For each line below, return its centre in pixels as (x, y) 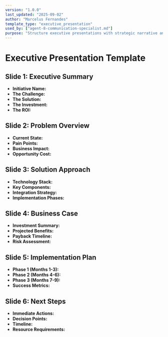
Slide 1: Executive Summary (49, 77)
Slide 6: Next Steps (35, 301)
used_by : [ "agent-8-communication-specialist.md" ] (59, 29)
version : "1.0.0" (23, 10)
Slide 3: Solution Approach (48, 170)
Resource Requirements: (39, 329)
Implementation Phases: (38, 198)
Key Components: (31, 187)
